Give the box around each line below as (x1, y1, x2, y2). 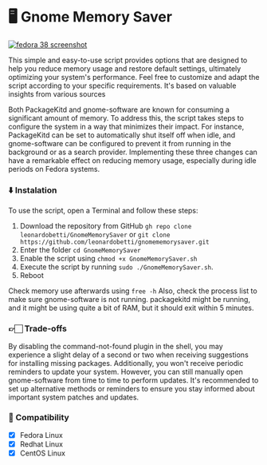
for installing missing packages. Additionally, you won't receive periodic (8, 358, 244, 368)
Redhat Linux (19, 439, 64, 449)
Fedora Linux (19, 430, 64, 439)
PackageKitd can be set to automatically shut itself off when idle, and (8, 130, 236, 140)
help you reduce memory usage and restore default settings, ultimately (8, 63, 241, 74)
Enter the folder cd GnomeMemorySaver (19, 245, 141, 255)
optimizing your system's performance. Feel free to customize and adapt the (8, 72, 260, 81)
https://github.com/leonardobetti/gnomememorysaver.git (19, 238, 210, 246)
